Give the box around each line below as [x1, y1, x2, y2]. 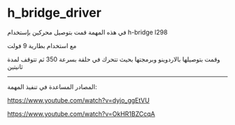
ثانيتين [7, 62, 23, 71]
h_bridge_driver [7, 5, 101, 21]
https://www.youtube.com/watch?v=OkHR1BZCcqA [7, 110, 155, 118]
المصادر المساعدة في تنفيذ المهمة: [7, 82, 97, 91]
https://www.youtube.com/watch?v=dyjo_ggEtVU [7, 96, 150, 104]
